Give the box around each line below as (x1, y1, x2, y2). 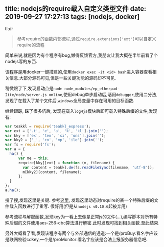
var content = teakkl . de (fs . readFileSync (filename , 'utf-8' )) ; (23, 165, 154, 170)
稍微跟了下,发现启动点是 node (5, 85, 63, 91)
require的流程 (17, 42, 45, 48)
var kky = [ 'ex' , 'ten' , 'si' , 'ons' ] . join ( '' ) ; (5, 133, 106, 138)
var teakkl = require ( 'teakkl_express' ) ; (5, 124, 91, 129)
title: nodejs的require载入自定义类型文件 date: (5, 4, 146, 13)
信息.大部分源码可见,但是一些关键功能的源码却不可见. (9, 75, 117, 81)
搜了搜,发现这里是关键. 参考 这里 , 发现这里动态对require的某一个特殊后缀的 (5, 197, 154, 203)
